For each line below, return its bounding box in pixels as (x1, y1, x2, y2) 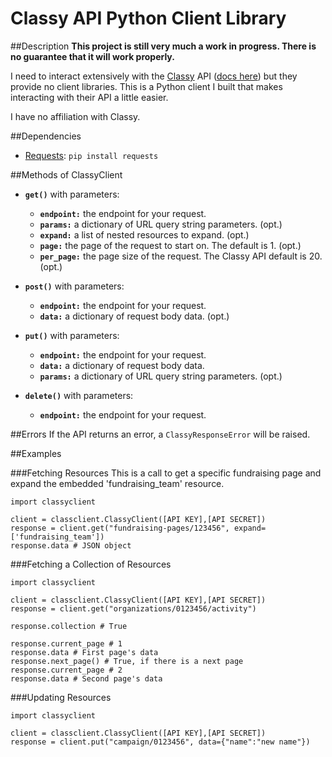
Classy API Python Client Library (10, 7, 287, 30)
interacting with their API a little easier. (10, 91, 169, 103)
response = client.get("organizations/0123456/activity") (10, 603, 257, 614)
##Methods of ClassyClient (10, 168, 123, 181)
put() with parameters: (24, 329, 120, 341)
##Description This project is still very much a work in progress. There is (10, 40, 317, 52)
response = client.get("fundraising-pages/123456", (10, 523, 230, 533)
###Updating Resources (10, 691, 112, 703)
